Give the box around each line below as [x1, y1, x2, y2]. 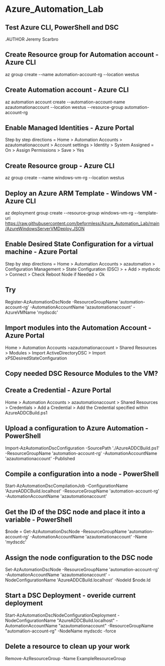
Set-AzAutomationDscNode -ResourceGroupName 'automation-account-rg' [5, 566, 159, 572]
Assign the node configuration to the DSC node [5, 553, 153, 562]
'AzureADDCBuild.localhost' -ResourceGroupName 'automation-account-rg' [5, 488, 160, 494]
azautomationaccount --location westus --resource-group [5, 104, 124, 110]
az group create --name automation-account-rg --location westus [5, 71, 139, 77]
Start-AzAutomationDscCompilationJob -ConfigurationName [5, 483, 128, 489]
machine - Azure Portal [5, 248, 78, 256]
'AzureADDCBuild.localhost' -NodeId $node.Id [57, 577, 151, 583]
